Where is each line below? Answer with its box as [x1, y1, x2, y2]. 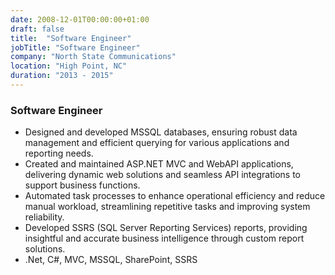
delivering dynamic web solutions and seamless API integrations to [24, 169, 301, 181]
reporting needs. [24, 147, 94, 160]
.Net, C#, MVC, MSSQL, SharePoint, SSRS [24, 254, 198, 266]
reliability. [24, 211, 65, 223]
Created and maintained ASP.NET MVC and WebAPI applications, [24, 158, 294, 170]
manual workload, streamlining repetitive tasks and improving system [24, 201, 311, 213]
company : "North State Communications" [10, 52, 177, 62]
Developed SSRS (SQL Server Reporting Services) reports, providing [24, 222, 308, 234]
